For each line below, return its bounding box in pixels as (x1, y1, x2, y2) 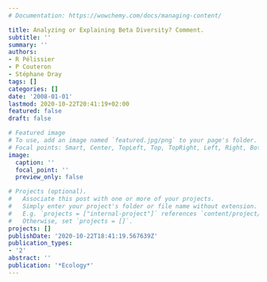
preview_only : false (15, 173, 83, 181)
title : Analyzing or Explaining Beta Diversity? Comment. (8, 25, 204, 34)
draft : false (8, 114, 52, 123)
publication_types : (8, 239, 73, 247)
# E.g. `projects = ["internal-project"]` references (8, 210, 197, 218)
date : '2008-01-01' (8, 92, 73, 100)
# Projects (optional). (8, 187, 87, 195)
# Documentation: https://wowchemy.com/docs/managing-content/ (8, 11, 222, 20)
